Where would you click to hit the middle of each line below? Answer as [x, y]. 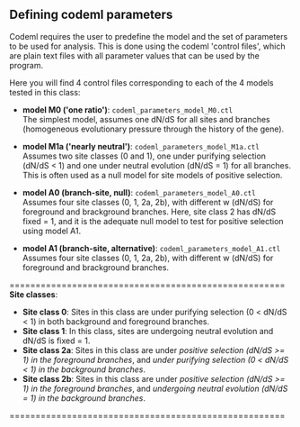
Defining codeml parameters [91, 15]
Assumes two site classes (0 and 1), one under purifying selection [144, 156]
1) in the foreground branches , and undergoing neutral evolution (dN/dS [155, 388]
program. [26, 65]
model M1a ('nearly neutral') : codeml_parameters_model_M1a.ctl [141, 146]
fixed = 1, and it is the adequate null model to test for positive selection [153, 221]
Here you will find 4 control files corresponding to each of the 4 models [141, 82]
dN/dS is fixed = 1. [56, 341]
